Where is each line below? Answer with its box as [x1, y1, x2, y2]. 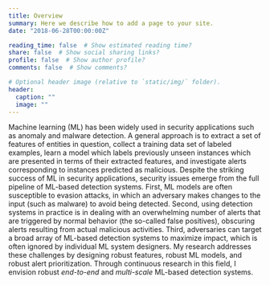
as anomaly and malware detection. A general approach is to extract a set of [8, 131, 261, 140]
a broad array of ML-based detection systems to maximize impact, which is [8, 234, 258, 243]
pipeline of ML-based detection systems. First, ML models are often [8, 182, 233, 192]
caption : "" [15, 93, 56, 101]
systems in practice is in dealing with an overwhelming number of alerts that [8, 208, 261, 218]
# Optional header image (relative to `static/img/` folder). [8, 78, 221, 86]
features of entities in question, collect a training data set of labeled [8, 140, 232, 149]
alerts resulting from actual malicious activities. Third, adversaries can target [8, 225, 262, 234]
